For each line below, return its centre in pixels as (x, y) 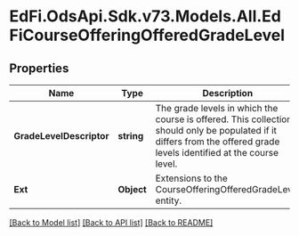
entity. (169, 200)
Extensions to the (192, 178)
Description (228, 93)
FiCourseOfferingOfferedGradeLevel (147, 35)
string (131, 136)
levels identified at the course (217, 153)
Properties (39, 68)
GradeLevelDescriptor (61, 136)
